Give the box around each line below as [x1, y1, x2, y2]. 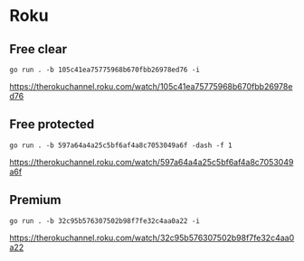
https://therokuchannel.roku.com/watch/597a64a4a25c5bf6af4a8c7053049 [9, 156, 294, 167]
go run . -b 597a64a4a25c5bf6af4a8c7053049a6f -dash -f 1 [9, 141, 233, 150]
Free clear [9, 42, 68, 57]
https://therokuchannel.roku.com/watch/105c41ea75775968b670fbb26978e [9, 81, 293, 91]
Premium [9, 192, 62, 208]
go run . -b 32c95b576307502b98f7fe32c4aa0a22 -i [9, 216, 201, 226]
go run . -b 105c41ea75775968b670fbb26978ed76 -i [9, 65, 201, 74]
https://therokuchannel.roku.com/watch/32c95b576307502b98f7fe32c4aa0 [9, 232, 295, 243]
